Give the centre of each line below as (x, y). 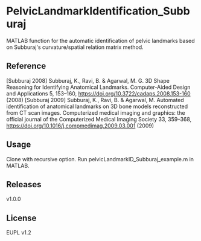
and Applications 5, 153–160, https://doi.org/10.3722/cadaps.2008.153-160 (99, 93)
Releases (24, 185)
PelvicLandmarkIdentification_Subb (98, 11)
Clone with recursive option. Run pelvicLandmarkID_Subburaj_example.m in (100, 159)
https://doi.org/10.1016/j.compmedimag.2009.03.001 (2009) (80, 126)
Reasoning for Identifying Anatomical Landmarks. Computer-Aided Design (98, 87)
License (21, 218)
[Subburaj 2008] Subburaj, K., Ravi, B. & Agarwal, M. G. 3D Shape (88, 80)
